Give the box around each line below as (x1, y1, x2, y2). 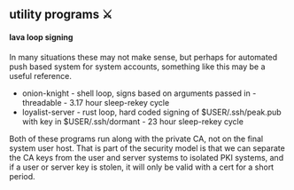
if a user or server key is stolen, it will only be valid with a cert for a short (9, 162, 275, 172)
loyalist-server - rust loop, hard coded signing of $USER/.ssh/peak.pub (21, 107, 282, 117)
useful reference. (9, 70, 73, 81)
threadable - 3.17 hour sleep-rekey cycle (21, 97, 170, 107)
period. (9, 170, 35, 181)
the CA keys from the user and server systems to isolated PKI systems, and (9, 152, 284, 162)
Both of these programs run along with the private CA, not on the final (9, 133, 264, 144)
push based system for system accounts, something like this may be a (9, 61, 266, 72)
